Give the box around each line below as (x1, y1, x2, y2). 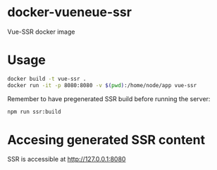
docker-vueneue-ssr (7, 4, 132, 20)
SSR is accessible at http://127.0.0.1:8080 (7, 155, 126, 164)
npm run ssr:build (7, 108, 61, 115)
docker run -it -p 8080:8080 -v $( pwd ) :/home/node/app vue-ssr (7, 81, 197, 89)
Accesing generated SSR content (7, 131, 206, 148)
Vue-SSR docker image (7, 27, 75, 36)
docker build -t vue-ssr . (7, 75, 87, 82)
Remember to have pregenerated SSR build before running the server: (7, 94, 211, 103)
